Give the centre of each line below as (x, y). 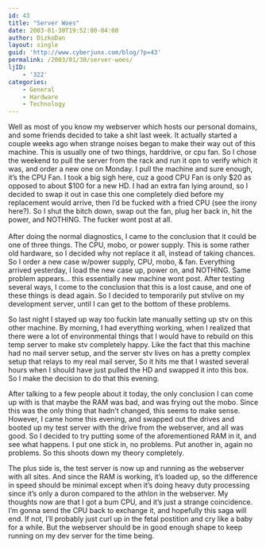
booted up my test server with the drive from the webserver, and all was (126, 428)
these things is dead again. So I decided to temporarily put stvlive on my (126, 295)
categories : (28, 82)
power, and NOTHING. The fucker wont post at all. (91, 220)
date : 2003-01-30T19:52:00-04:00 (64, 30)
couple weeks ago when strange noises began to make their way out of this (132, 144)
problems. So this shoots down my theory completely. (96, 453)
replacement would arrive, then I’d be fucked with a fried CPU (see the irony (133, 203)
